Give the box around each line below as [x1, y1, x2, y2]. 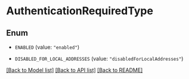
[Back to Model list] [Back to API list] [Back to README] [6, 67, 143, 74]
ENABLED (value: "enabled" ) [14, 43, 79, 50]
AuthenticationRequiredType [6, 4, 154, 18]
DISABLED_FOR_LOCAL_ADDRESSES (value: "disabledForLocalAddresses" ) [14, 55, 184, 62]
